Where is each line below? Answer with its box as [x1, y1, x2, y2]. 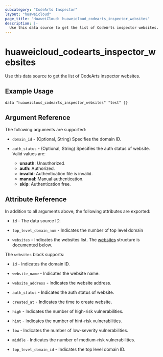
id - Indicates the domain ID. [12, 261, 70, 267]
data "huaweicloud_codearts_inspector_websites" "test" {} [5, 100, 128, 105]
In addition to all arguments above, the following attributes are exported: [5, 208, 151, 214]
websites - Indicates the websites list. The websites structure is [12, 237, 140, 242]
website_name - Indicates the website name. [12, 270, 100, 276]
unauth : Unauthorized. [19, 160, 66, 166]
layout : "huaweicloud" [5, 12, 51, 17]
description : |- [5, 21, 38, 26]
